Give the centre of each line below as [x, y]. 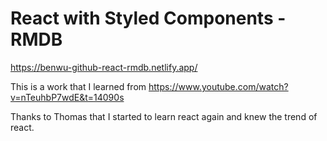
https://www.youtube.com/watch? [218, 86]
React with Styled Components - [148, 18]
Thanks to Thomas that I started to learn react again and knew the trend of [164, 116]
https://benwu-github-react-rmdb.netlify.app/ [104, 67]
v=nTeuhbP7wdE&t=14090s [67, 97]
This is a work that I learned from [78, 86]
